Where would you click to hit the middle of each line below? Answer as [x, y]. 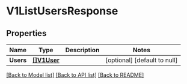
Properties [26, 33]
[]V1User [46, 60]
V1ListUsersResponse [62, 11]
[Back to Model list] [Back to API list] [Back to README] [75, 75]
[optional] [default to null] [141, 60]
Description [82, 50]
